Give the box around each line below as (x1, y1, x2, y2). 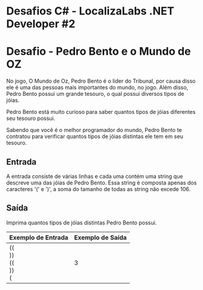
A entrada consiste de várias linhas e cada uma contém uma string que (6, 172, 183, 180)
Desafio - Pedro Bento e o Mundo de (6, 45, 192, 58)
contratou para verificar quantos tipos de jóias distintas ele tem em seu (6, 133, 183, 140)
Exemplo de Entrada (9, 233, 68, 242)
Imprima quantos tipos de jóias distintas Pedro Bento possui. (6, 219, 157, 226)
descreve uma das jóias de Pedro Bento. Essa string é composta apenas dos (6, 179, 197, 186)
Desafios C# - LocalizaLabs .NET (6, 4, 175, 18)
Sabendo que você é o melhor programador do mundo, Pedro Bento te (6, 127, 182, 134)
